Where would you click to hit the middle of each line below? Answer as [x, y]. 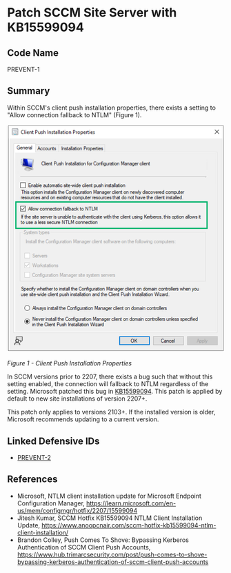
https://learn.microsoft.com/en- [131, 503]
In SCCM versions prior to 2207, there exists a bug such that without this [110, 376]
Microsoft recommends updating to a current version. [83, 419]
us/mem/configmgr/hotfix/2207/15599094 [77, 510]
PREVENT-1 [23, 69]
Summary [29, 91]
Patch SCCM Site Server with [92, 13]
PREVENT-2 [34, 457]
